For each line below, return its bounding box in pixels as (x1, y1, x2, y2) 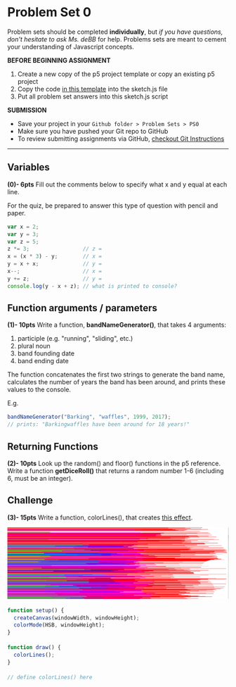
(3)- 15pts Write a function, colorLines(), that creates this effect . (7, 513, 193, 522)
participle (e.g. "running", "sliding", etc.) (17, 334, 133, 343)
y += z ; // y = (7, 275, 102, 282)
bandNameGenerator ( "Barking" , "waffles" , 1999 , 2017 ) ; (7, 413, 171, 421)
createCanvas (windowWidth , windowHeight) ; (13, 614, 140, 622)
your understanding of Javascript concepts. (7, 42, 135, 51)
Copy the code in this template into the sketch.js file (17, 84, 168, 93)
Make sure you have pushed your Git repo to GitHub (17, 127, 169, 135)
